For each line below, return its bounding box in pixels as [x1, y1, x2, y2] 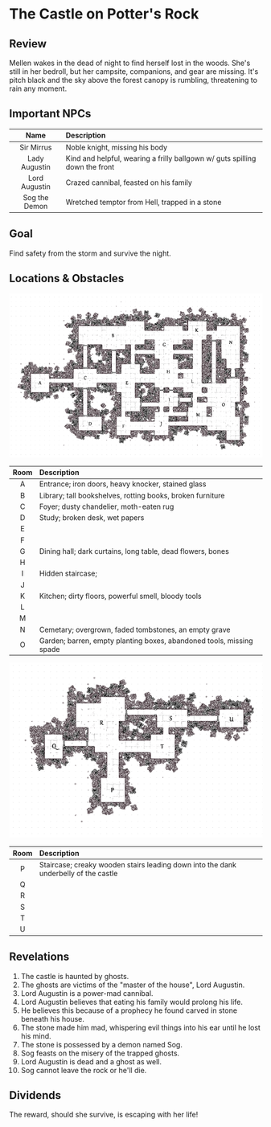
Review [9, 37, 47, 51]
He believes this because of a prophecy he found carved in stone [20, 1006, 238, 1015]
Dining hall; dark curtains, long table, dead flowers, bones [39, 546, 230, 555]
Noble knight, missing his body [65, 142, 168, 152]
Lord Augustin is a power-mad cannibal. [20, 988, 154, 998]
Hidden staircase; [39, 568, 97, 579]
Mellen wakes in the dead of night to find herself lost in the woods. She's [9, 58, 251, 68]
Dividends [9, 1088, 61, 1102]
